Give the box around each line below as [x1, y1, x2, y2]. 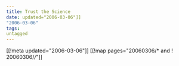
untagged [6, 31, 28, 37]
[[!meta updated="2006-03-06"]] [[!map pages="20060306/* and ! [6, 47, 173, 54]
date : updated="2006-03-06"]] [6, 14, 82, 20]
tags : [6, 25, 20, 32]
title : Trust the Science [6, 8, 70, 15]
